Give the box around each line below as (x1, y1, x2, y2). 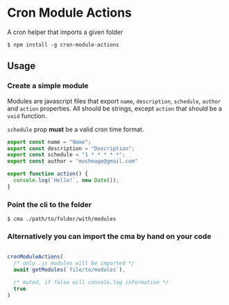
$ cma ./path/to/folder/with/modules (7, 215, 117, 223)
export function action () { (7, 170, 89, 178)
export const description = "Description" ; (7, 145, 135, 152)
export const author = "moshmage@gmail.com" (7, 158, 138, 165)
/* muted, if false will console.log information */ (13, 279, 169, 286)
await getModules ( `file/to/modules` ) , (13, 266, 126, 274)
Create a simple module (7, 81, 89, 91)
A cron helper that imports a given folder (7, 28, 124, 36)
